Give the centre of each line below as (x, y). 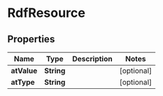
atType (23, 82)
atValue (24, 71)
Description (92, 59)
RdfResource (46, 13)
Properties (31, 39)
